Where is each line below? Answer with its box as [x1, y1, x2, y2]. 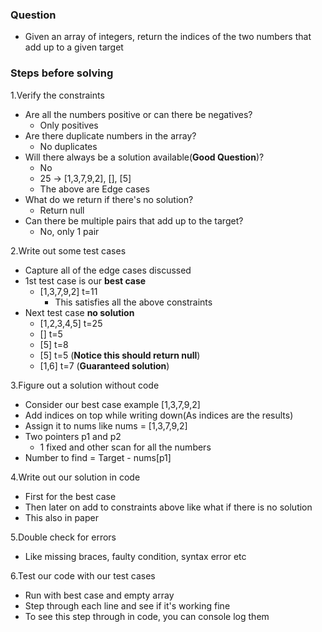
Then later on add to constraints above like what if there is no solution [24, 501, 313, 513]
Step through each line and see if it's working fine [24, 599, 231, 612]
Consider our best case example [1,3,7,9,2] [24, 398, 201, 410]
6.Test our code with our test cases [10, 569, 156, 582]
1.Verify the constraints [10, 89, 105, 101]
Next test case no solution [24, 306, 135, 318]
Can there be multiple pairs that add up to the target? [24, 214, 244, 227]
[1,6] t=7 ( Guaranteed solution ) [39, 359, 170, 372]
